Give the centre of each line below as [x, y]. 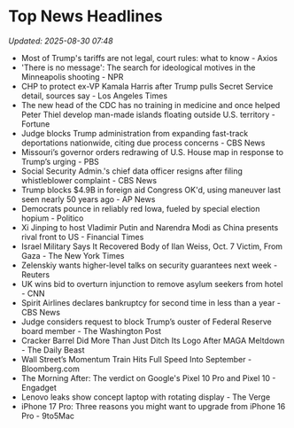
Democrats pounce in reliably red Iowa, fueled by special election [140, 208]
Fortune [35, 124]
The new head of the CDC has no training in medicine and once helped [151, 105]
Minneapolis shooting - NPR [72, 76]
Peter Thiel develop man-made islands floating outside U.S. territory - [148, 114]
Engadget [39, 387]
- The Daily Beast [53, 350]
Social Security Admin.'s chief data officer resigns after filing [132, 171]
